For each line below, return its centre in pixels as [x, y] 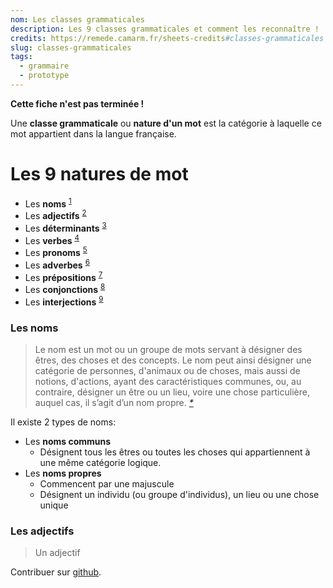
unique [54, 505]
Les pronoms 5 [56, 252]
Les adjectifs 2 [55, 215]
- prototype [44, 76]
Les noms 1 [48, 203]
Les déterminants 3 [65, 227]
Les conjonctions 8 [65, 289]
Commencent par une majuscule [107, 484]
